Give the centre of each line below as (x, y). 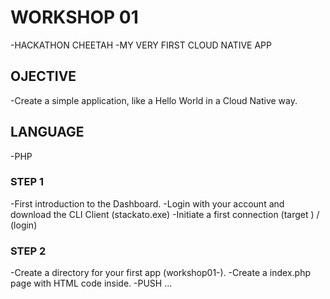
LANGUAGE (47, 132)
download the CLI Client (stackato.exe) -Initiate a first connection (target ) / (165, 214)
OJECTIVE (43, 76)
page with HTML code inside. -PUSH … (91, 283)
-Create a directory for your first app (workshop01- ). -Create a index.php (160, 273)
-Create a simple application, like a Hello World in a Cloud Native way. (154, 100)
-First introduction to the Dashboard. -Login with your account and (147, 203)
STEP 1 (27, 182)
